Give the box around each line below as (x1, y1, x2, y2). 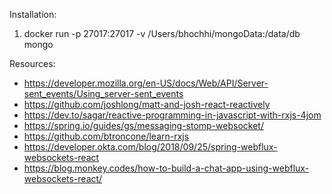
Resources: (9, 58, 56, 69)
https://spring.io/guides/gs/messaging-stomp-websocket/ (23, 120, 264, 131)
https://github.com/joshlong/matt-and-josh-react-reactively (23, 99, 271, 110)
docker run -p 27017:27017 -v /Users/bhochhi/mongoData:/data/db (23, 28, 301, 39)
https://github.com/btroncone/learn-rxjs (23, 130, 190, 142)
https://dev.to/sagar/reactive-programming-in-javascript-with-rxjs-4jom (23, 109, 322, 121)
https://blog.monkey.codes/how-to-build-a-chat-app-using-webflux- (23, 162, 310, 174)
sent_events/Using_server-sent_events (23, 88, 184, 99)
